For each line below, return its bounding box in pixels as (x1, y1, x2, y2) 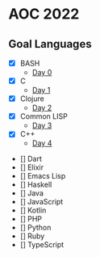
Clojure (19, 94, 44, 103)
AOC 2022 (8, 5, 80, 23)
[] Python (19, 223, 52, 233)
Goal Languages (8, 37, 92, 51)
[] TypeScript (19, 240, 65, 250)
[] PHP (19, 214, 43, 224)
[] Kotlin (19, 205, 47, 215)
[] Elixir (19, 162, 44, 172)
